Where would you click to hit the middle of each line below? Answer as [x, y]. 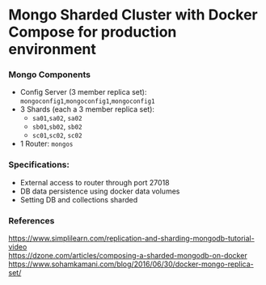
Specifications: [39, 165]
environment [53, 49]
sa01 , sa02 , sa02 [57, 118]
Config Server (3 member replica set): [83, 92]
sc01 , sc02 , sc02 [57, 135]
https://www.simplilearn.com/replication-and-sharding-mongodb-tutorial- [131, 238]
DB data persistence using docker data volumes [100, 191]
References [32, 220]
